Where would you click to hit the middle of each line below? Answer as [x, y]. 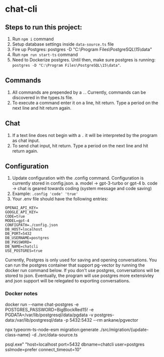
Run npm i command [33, 39]
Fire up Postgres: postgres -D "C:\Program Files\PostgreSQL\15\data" [82, 49]
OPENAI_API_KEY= [22, 208]
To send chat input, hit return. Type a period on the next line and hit [80, 145]
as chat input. [26, 140]
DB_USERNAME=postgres [27, 238]
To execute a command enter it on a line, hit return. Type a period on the [85, 103]
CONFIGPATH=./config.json [31, 225]
